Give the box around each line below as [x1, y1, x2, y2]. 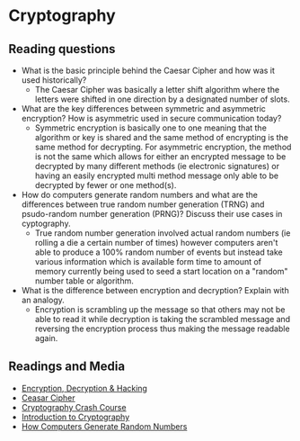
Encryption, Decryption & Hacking [21, 382, 147, 393]
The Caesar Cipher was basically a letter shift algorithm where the [34, 85, 280, 94]
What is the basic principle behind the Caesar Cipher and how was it [21, 65, 276, 76]
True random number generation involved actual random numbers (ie [34, 228, 291, 238]
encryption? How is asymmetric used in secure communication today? [21, 113, 282, 123]
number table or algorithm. [34, 275, 134, 286]
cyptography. [21, 218, 71, 229]
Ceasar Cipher [21, 392, 75, 403]
